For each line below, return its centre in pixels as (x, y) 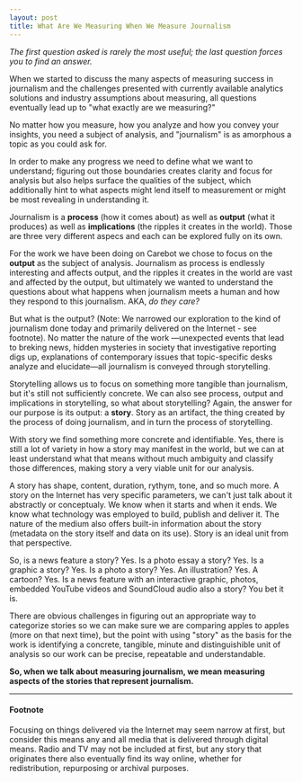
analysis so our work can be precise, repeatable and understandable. (138, 653)
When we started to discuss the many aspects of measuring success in (142, 78)
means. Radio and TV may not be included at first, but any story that (136, 749)
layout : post (34, 18)
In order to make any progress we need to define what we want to (131, 161)
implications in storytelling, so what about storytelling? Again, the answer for (151, 403)
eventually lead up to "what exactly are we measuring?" (112, 107)
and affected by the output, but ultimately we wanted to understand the (142, 282)
